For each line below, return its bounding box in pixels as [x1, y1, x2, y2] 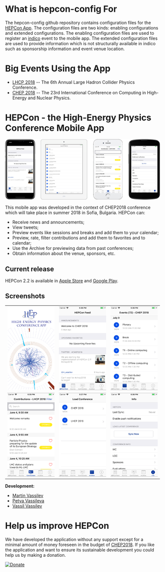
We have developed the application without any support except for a [5, 536, 143, 542]
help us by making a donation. [5, 552, 66, 558]
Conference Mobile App [5, 123, 105, 134]
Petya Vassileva [12, 497, 45, 504]
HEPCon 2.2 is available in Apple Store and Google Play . [5, 277, 119, 283]
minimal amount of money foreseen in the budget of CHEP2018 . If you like [5, 542, 155, 547]
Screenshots [5, 292, 45, 300]
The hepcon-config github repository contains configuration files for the [5, 20, 151, 26]
